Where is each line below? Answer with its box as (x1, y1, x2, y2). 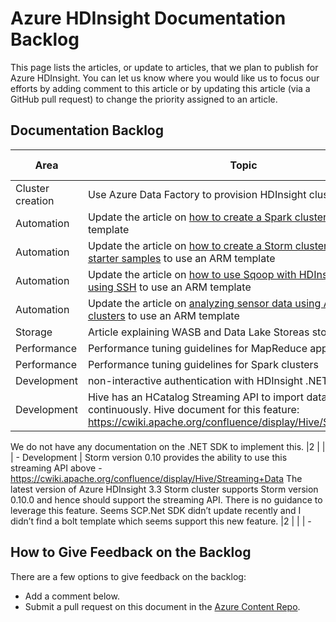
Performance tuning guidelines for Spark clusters (87, 357, 319, 371)
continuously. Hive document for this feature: (87, 402, 300, 416)
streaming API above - (10, 462, 103, 474)
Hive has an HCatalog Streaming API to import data (87, 390, 328, 404)
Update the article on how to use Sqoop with (87, 267, 297, 281)
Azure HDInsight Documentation (10, 7, 287, 30)
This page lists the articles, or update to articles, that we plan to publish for (10, 61, 319, 73)
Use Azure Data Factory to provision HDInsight (87, 187, 307, 201)
